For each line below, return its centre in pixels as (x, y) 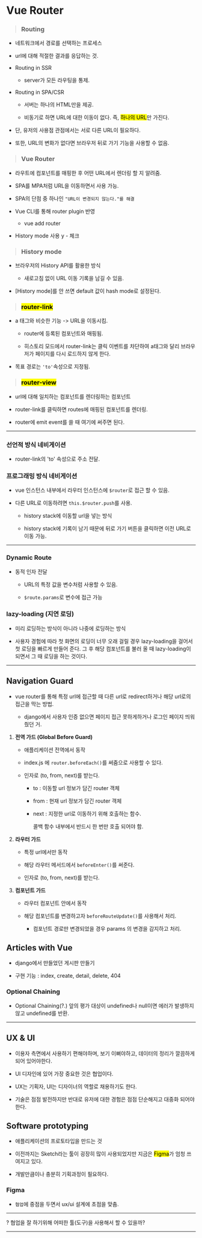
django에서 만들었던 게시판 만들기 (55, 963)
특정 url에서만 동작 (46, 852)
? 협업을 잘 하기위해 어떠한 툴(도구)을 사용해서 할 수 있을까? (76, 1222)
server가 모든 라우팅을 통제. (57, 80)
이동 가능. (35, 536)
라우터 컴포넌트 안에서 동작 (55, 903)
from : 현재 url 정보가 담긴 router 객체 (77, 801)
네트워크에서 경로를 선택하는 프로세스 (58, 43)
